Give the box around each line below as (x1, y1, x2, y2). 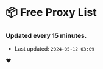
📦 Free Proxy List (5, 5, 97, 20)
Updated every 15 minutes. (5, 32, 87, 40)
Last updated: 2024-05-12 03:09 (14, 45, 95, 53)
